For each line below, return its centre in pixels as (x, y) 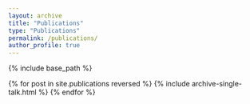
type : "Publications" (44, 30)
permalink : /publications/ (53, 38)
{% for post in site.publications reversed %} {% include (99, 84)
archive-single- (216, 84)
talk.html (23, 92)
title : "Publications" (46, 23)
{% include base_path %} (50, 68)
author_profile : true (44, 46)
